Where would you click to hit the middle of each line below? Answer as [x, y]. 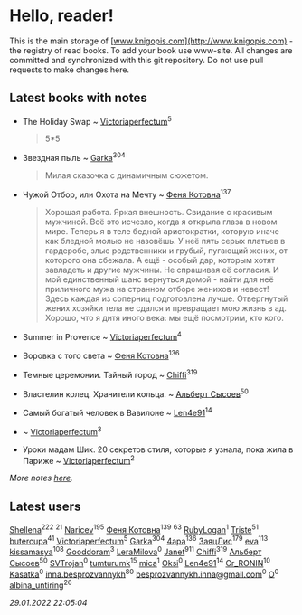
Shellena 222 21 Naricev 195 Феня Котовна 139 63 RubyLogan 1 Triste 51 [134, 529]
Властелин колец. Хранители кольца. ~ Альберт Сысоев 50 [135, 393]
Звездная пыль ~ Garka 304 [74, 157]
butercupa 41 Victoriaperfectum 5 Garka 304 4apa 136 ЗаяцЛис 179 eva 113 [139, 540]
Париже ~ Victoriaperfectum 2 [79, 459]
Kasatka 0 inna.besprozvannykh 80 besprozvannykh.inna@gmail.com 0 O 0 [144, 573]
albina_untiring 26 [41, 584]
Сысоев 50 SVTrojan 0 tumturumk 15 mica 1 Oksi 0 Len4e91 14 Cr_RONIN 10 [140, 562]
